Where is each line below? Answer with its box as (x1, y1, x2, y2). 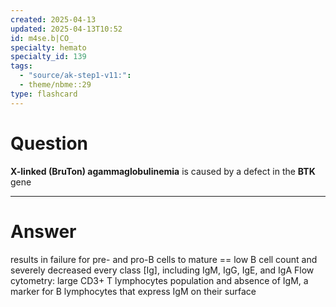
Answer (10, 220, 77, 243)
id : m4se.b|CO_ (10, 33, 74, 43)
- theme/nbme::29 (19, 80, 92, 90)
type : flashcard (10, 89, 78, 99)
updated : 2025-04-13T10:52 (10, 24, 123, 34)
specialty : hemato (10, 42, 87, 53)
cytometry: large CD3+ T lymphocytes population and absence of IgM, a (10, 274, 309, 286)
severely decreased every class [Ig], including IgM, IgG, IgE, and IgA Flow (10, 264, 315, 276)
